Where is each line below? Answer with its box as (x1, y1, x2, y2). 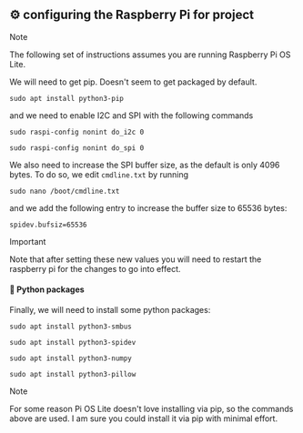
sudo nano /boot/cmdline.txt (9, 186, 120, 196)
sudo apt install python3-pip (9, 94, 125, 103)
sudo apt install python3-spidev (9, 338, 136, 347)
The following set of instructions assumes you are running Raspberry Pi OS (9, 49, 291, 60)
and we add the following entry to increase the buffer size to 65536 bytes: (9, 202, 288, 213)
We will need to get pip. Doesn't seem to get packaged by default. (9, 76, 258, 87)
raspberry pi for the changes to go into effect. (9, 263, 181, 274)
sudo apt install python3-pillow (9, 370, 136, 379)
